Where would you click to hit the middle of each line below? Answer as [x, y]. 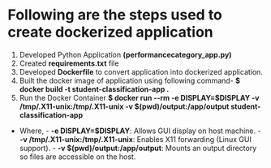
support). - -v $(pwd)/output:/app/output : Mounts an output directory [138, 148]
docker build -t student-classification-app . [94, 89]
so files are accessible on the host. [77, 157]
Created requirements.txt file [69, 63]
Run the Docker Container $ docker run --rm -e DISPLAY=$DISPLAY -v [140, 97]
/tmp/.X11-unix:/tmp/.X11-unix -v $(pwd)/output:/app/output [124, 106]
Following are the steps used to [115, 15]
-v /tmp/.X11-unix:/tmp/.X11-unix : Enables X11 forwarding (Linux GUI [135, 139]
